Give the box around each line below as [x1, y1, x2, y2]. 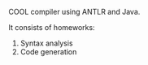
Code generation [20, 47, 77, 56]
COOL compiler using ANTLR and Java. [8, 7, 141, 16]
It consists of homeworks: [8, 23, 95, 32]
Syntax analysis [20, 38, 73, 48]
